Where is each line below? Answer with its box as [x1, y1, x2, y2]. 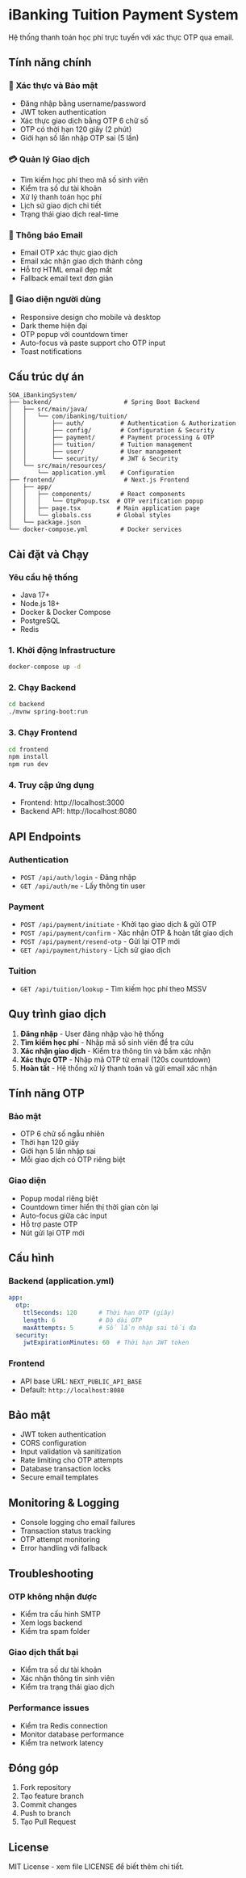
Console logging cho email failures [19, 1518, 136, 1527]
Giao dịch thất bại [8, 1646, 79, 1657]
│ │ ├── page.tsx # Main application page [8, 504, 200, 512]
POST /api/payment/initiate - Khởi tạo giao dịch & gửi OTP [19, 920, 217, 929]
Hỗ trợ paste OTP [19, 1219, 78, 1229]
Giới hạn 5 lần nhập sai [19, 1146, 96, 1156]
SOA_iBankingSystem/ [8, 391, 78, 399]
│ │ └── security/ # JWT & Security [8, 455, 179, 463]
